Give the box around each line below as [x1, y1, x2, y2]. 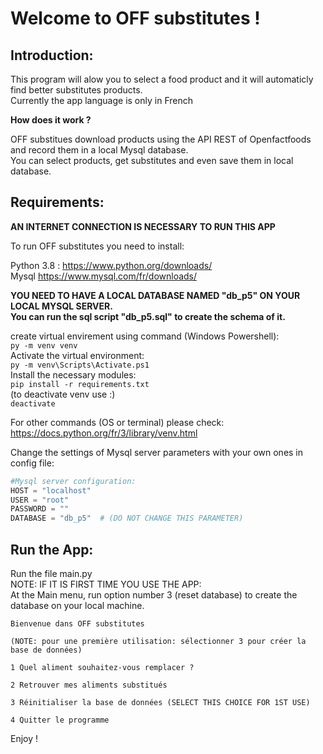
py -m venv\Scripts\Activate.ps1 [10, 360, 150, 370]
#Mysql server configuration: [10, 476, 137, 486]
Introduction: [10, 47, 94, 64]
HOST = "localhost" [10, 485, 92, 496]
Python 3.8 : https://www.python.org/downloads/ [10, 259, 213, 271]
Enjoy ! [10, 733, 39, 744]
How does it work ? [10, 114, 92, 126]
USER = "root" [10, 495, 70, 505]
